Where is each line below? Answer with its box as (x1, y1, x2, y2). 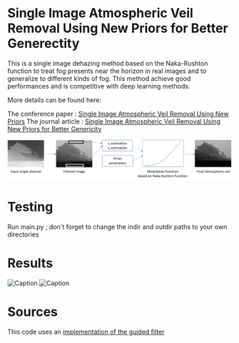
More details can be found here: (7, 95, 102, 104)
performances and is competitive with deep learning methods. (7, 81, 190, 90)
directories (7, 230, 39, 239)
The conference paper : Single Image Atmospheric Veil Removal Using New (7, 109, 230, 118)
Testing (7, 199, 54, 215)
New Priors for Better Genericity (7, 124, 102, 133)
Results (7, 255, 54, 272)
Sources (7, 304, 59, 320)
